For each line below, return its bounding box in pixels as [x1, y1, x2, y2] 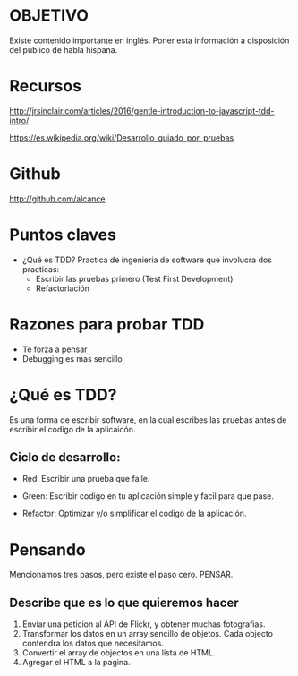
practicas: [21, 263, 60, 274]
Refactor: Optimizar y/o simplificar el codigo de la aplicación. [21, 508, 247, 519]
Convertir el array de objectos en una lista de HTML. [21, 647, 216, 658]
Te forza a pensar [21, 344, 88, 355]
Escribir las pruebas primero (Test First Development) [35, 273, 234, 284]
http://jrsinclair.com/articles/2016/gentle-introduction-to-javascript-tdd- [9, 105, 275, 116]
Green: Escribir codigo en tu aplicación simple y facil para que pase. [21, 491, 275, 501]
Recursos [9, 76, 82, 97]
